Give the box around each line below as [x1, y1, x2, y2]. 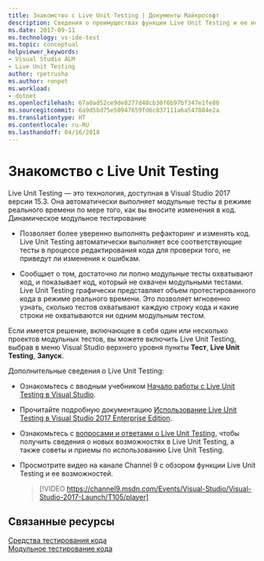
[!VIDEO [38, 484, 65, 493]
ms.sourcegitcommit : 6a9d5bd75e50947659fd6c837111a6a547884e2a [8, 107, 220, 115]
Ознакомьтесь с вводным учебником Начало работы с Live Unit [19, 381, 236, 390]
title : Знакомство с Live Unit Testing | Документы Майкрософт [8, 11, 220, 20]
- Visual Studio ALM [8, 56, 76, 64]
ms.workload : [8, 84, 51, 93]
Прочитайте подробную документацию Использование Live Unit [19, 405, 237, 414]
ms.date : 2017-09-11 [8, 26, 76, 34]
